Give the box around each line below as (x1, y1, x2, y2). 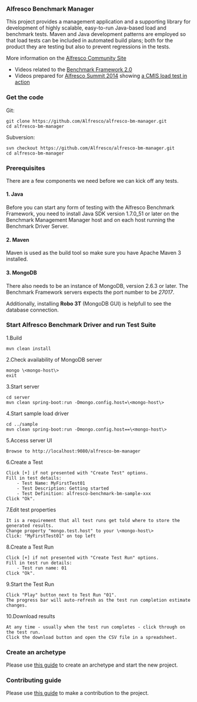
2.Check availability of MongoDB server (6, 356, 102, 363)
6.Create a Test (6, 458, 43, 465)
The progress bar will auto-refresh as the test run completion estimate (6, 597, 191, 603)
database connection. (6, 306, 59, 313)
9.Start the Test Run (6, 580, 55, 588)
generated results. (6, 523, 54, 529)
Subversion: (6, 133, 35, 140)
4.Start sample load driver (6, 409, 69, 417)
